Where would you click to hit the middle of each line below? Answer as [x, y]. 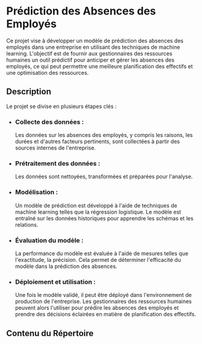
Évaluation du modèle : [49, 240]
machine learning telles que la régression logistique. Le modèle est [98, 212]
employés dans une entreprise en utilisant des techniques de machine [93, 47]
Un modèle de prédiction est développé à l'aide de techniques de [96, 205]
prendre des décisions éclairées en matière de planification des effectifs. [106, 314]
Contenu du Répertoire [50, 333]
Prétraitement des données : [58, 163]
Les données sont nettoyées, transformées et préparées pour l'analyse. [104, 177]
